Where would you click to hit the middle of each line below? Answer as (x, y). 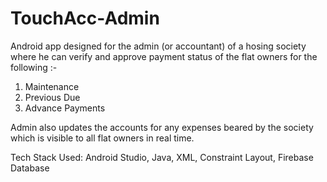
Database (30, 168)
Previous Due (52, 97)
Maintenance (52, 86)
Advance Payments (65, 108)
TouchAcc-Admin (85, 18)
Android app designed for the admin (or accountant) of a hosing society (158, 46)
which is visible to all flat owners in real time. (102, 138)
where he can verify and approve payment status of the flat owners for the (164, 56)
